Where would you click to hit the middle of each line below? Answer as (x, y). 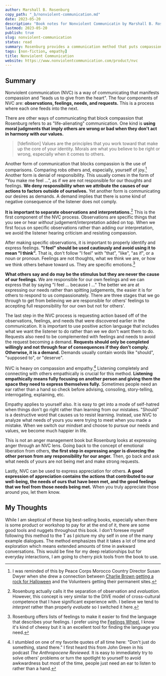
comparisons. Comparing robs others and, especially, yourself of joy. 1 (76, 169)
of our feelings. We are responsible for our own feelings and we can (75, 280)
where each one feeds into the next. (42, 109)
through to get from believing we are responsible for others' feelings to (77, 300)
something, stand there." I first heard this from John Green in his (78, 647)
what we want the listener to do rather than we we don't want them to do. (80, 331)
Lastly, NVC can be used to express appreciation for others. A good (74, 471)
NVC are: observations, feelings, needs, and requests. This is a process (80, 103)
